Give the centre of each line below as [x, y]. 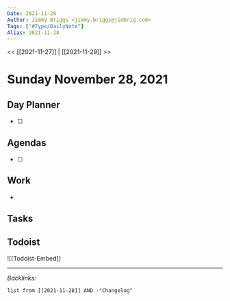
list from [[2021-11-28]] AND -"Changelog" [70, 291]
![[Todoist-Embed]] [34, 259]
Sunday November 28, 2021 [88, 80]
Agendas [27, 143]
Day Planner [34, 104]
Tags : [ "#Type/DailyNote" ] [46, 26]
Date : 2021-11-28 [32, 13]
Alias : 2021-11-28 [33, 32]
